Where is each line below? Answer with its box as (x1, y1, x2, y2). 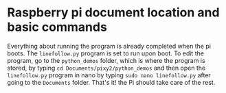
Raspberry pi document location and (7, 5, 220, 21)
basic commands (7, 19, 108, 35)
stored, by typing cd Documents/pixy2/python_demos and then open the (7, 64, 206, 72)
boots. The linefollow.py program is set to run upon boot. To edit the (7, 49, 205, 57)
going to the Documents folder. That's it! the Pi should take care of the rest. (7, 78, 216, 86)
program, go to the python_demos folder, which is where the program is (7, 56, 205, 64)
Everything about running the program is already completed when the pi (7, 42, 212, 50)
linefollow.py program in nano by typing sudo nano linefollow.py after (7, 70, 211, 79)
